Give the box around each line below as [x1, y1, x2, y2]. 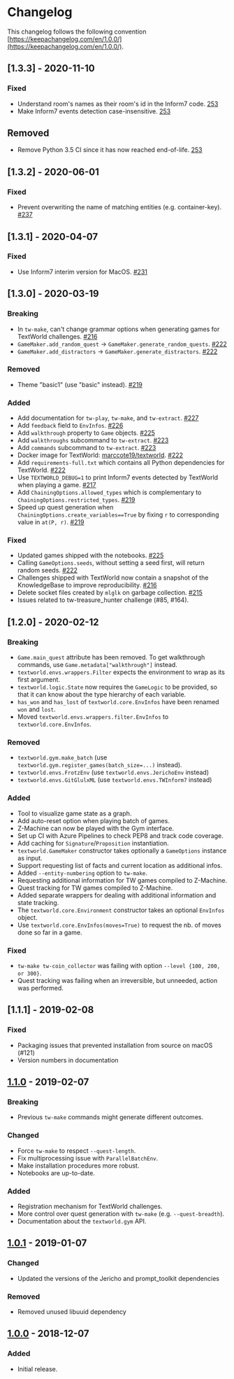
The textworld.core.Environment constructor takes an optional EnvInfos [17, 906, 225, 914]
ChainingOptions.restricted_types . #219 [17, 496, 136, 504]
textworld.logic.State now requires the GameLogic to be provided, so [17, 683, 218, 692]
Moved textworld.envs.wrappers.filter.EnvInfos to [17, 713, 169, 721]
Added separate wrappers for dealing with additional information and [17, 890, 217, 899]
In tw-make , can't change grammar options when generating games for [17, 325, 220, 333]
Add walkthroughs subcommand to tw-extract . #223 [17, 436, 169, 444]
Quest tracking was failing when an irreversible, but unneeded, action [17, 976, 218, 984]
